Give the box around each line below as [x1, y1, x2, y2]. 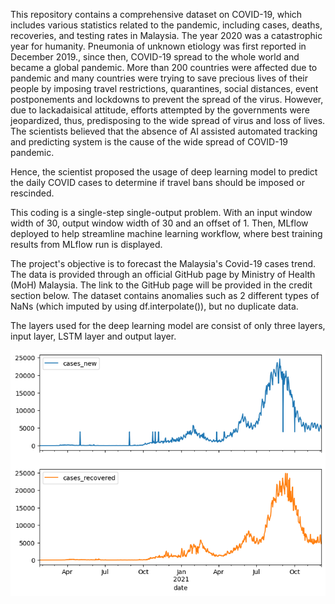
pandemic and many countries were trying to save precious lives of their [10, 72, 308, 84]
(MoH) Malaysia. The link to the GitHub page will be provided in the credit [10, 279, 313, 291]
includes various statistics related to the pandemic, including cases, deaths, [10, 19, 323, 31]
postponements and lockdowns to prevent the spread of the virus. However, [10, 94, 324, 105]
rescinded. [10, 187, 55, 199]
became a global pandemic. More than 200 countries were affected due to [10, 62, 318, 73]
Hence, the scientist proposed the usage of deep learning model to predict [10, 166, 318, 178]
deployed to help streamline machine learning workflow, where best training [10, 228, 323, 239]
